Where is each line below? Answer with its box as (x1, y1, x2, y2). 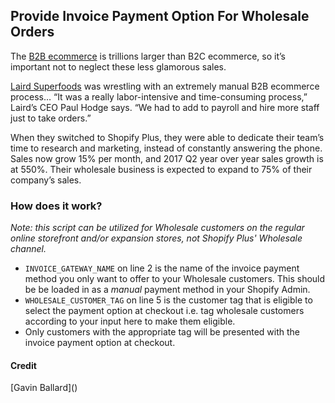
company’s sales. (10, 174, 82, 186)
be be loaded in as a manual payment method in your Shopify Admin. (24, 284, 311, 296)
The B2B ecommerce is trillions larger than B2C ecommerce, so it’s (10, 50, 286, 62)
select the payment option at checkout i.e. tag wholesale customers (24, 305, 305, 317)
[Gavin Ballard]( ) (10, 382, 78, 394)
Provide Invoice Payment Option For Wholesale (10, 8, 310, 25)
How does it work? (10, 199, 103, 213)
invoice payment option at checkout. (24, 337, 176, 349)
